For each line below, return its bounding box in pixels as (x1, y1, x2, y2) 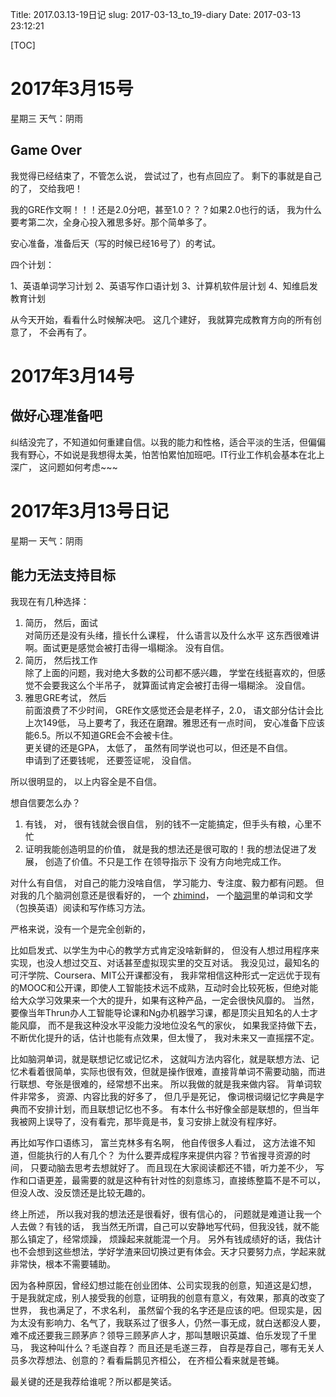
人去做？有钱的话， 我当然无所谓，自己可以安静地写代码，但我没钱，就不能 (10, 1220, 320, 1232)
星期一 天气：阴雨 (10, 534, 83, 547)
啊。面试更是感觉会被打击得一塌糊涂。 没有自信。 (24, 641, 230, 653)
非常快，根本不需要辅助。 (10, 1258, 116, 1270)
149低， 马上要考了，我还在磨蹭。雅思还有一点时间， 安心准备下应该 (42, 716, 326, 728)
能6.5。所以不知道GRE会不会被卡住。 (24, 729, 179, 741)
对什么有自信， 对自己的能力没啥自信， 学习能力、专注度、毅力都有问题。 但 (10, 876, 325, 888)
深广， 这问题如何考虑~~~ (10, 461, 118, 473)
